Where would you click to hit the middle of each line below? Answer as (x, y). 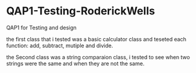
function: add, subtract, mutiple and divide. (60, 45)
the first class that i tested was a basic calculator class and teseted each (96, 39)
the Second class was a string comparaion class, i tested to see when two (98, 57)
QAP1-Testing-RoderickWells (81, 11)
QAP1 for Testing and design (42, 28)
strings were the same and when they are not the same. (75, 63)
